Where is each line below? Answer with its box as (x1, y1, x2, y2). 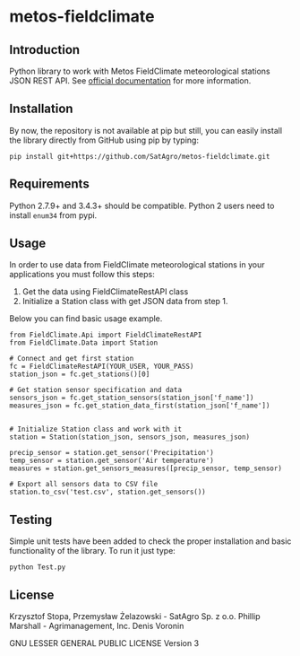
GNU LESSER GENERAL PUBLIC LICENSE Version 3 (9, 638, 200, 649)
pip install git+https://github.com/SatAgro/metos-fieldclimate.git (9, 152, 270, 161)
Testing (9, 512, 53, 527)
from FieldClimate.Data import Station (9, 338, 159, 347)
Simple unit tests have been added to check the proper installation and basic (9, 536, 292, 547)
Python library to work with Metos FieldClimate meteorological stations (9, 66, 270, 76)
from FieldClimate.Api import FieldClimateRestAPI (9, 330, 202, 340)
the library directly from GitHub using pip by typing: (9, 135, 200, 145)
